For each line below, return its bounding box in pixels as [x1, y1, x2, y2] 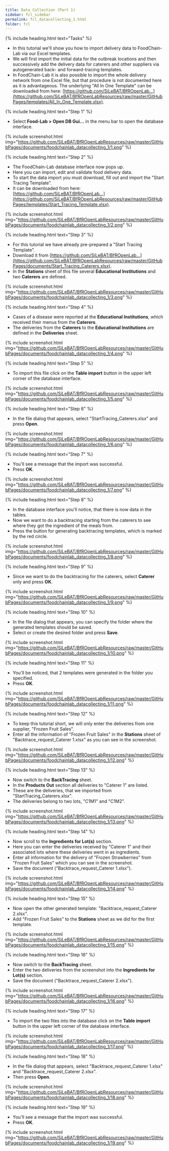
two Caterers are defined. [12, 274, 67, 280]
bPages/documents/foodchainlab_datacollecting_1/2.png [5, 222, 123, 228]
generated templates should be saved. [12, 625, 93, 631]
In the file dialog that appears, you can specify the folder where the [12, 619, 153, 625]
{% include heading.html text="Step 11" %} [5, 660, 94, 666]
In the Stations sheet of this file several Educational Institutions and [12, 268, 156, 274]
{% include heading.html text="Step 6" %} [5, 406, 93, 412]
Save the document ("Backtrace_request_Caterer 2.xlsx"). [12, 978, 133, 984]
